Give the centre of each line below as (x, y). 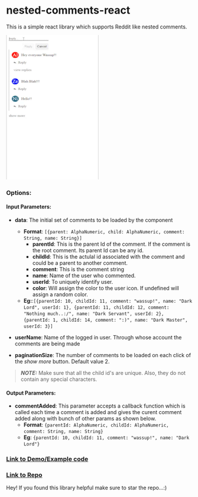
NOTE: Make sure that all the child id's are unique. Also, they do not (103, 373)
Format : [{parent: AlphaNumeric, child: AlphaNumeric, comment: (104, 232)
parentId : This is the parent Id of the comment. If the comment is (111, 244)
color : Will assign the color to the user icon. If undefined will (106, 288)
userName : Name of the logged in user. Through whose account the (98, 338)
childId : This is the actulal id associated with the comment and (108, 257)
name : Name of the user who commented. (84, 275)
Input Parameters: (29, 207)
